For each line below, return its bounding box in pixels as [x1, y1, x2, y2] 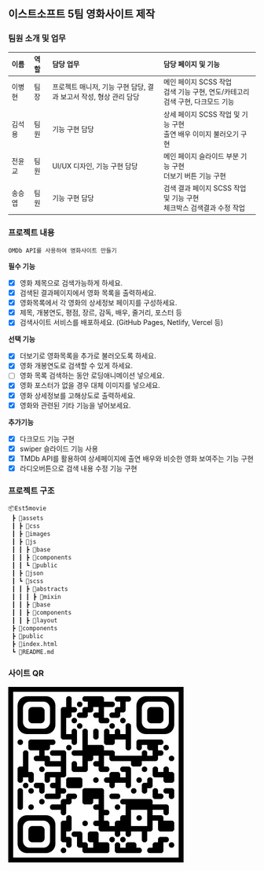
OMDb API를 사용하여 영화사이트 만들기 [8, 246, 117, 254]
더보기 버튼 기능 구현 [163, 171, 226, 180]
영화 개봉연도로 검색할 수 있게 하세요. [19, 361, 134, 371]
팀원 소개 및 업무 [8, 33, 66, 44]
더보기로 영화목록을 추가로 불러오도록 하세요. [19, 351, 157, 360]
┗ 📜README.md [11, 648, 55, 656]
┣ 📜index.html [11, 640, 58, 648]
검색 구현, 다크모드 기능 [163, 97, 235, 106]
